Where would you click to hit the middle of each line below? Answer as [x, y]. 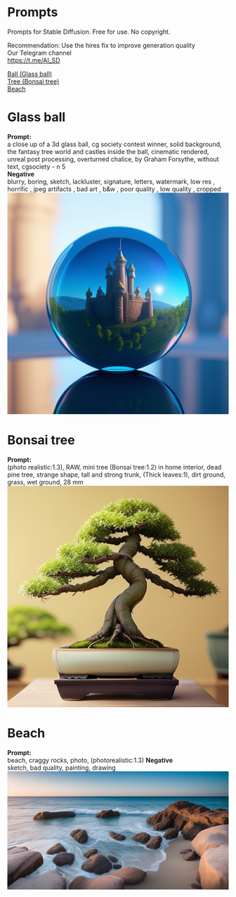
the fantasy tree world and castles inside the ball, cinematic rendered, [108, 151]
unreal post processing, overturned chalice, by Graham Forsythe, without [113, 159]
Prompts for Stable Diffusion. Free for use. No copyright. [89, 32]
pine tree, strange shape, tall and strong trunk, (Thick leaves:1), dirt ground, [117, 475]
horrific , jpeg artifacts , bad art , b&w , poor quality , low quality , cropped [114, 189]
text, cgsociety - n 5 [37, 167]
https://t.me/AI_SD [34, 60]
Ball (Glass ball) [30, 74]
